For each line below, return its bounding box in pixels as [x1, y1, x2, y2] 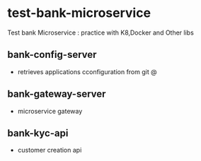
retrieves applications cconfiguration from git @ [17, 67, 157, 76]
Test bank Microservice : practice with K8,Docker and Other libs [7, 28, 195, 37]
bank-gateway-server [7, 88, 106, 100]
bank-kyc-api [7, 127, 69, 139]
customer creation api [17, 146, 82, 155]
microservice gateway [17, 107, 83, 115]
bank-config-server [7, 49, 97, 61]
